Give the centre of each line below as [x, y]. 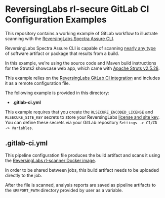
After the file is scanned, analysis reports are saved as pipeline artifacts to [81, 185]
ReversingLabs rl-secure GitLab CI [77, 9]
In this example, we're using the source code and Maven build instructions [81, 63]
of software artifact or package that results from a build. [62, 53]
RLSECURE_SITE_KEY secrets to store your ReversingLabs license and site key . [82, 117]
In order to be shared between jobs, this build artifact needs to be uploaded [82, 170]
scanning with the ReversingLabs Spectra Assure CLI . [60, 39]
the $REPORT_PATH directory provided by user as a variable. [64, 190]
